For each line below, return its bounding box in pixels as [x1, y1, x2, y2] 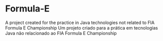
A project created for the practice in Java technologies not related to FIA [5, 19, 154, 25]
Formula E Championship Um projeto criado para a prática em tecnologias [5, 24, 158, 30]
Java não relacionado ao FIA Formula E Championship [5, 30, 117, 36]
